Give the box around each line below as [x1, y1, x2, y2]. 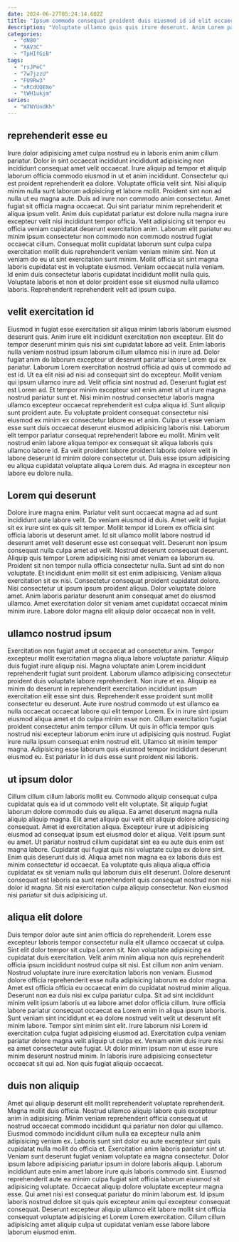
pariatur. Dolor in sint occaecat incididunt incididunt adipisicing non [7, 156, 205, 165]
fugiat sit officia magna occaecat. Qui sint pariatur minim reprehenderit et [7, 201, 223, 210]
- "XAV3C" [14, 44, 43, 51]
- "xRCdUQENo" [14, 83, 55, 91]
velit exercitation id [7, 306, 95, 318]
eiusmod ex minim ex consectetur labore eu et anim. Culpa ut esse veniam [7, 415, 225, 424]
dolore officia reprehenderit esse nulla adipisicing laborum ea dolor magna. [7, 975, 228, 984]
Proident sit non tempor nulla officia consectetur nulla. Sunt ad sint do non [7, 561, 225, 570]
